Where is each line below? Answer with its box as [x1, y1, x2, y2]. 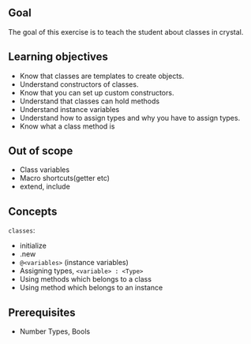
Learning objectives [8, 50, 109, 64]
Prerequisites [8, 305, 76, 319]
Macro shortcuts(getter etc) [19, 174, 111, 183]
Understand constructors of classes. [19, 79, 139, 89]
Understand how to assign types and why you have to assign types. [19, 113, 241, 122]
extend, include [19, 181, 71, 192]
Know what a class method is [19, 122, 115, 131]
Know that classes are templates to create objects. [19, 71, 185, 80]
